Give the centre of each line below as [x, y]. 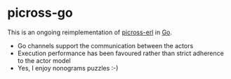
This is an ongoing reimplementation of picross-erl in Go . [90, 32]
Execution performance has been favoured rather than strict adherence [121, 53]
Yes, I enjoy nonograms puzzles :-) [68, 68]
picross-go [40, 13]
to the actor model [44, 60]
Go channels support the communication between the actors [105, 45]
